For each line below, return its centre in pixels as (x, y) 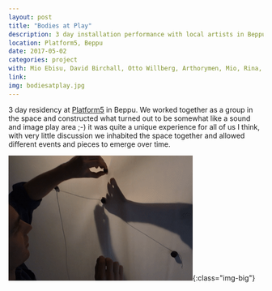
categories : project (43, 60)
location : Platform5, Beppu (56, 43)
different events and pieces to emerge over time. (90, 144)
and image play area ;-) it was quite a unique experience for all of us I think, (134, 126)
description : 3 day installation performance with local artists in (126, 34)
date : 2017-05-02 (38, 51)
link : (17, 77)
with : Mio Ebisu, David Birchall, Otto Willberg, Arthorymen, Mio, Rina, (136, 69)
